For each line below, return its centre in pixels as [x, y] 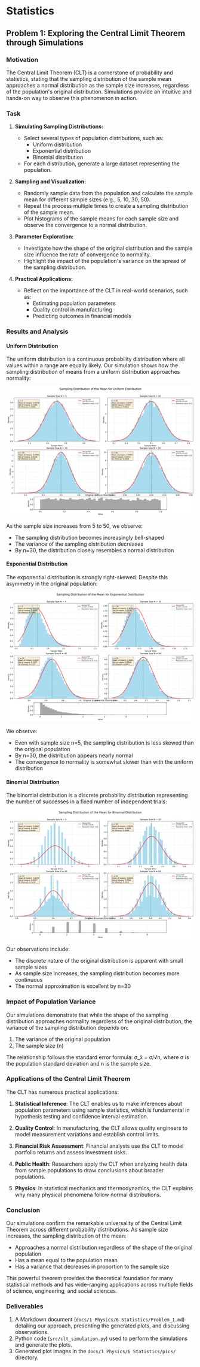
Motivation [22, 59]
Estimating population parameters [74, 303]
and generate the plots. [44, 1345]
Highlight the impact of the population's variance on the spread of [105, 261]
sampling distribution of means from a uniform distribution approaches [93, 372]
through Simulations [45, 42]
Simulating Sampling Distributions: [59, 126]
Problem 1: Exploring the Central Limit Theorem [96, 33]
